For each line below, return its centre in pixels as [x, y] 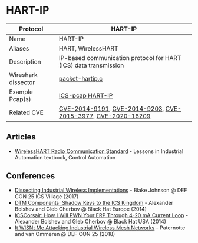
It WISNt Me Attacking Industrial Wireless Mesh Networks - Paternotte [100, 228]
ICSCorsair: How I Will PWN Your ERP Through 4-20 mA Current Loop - [101, 215]
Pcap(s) [20, 99]
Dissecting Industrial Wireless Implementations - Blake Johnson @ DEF [101, 190]
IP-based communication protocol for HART [120, 58]
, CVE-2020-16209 [122, 116]
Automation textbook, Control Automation [65, 157]
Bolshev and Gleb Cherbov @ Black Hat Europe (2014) [81, 209]
